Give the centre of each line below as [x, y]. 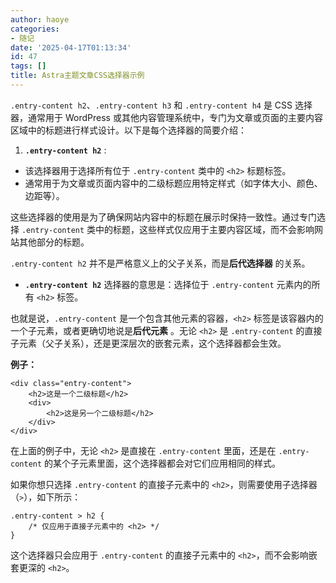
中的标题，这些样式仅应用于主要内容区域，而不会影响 [205, 229]
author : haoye [40, 19]
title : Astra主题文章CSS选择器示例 [77, 76]
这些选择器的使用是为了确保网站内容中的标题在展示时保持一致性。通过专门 [163, 217]
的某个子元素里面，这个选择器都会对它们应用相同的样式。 [163, 463]
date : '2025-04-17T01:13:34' [71, 47]
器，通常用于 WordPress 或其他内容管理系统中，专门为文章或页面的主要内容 [166, 117]
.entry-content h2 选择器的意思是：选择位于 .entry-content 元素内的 [168, 284]
